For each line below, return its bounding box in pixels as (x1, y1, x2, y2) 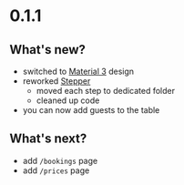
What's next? (9, 131, 87, 147)
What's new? (9, 42, 87, 57)
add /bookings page (22, 155, 98, 166)
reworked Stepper (22, 76, 91, 87)
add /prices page (22, 165, 90, 176)
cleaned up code (36, 95, 100, 106)
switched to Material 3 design (22, 66, 135, 77)
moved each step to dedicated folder (36, 86, 176, 96)
